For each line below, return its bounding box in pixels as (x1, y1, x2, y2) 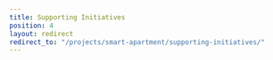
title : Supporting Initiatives (9, 12, 126, 22)
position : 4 (9, 21, 54, 30)
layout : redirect (9, 29, 74, 38)
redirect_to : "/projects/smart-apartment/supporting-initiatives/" (9, 37, 266, 47)
